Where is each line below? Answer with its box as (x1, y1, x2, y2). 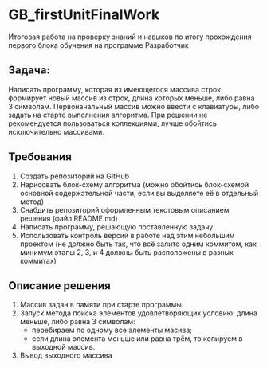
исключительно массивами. (8, 127, 105, 136)
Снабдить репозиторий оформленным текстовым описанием (19, 205, 230, 214)
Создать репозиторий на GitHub (19, 171, 130, 181)
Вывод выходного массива (19, 350, 113, 360)
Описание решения (8, 279, 112, 292)
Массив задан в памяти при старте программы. (19, 300, 184, 310)
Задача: (8, 64, 50, 77)
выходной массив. (31, 343, 96, 352)
